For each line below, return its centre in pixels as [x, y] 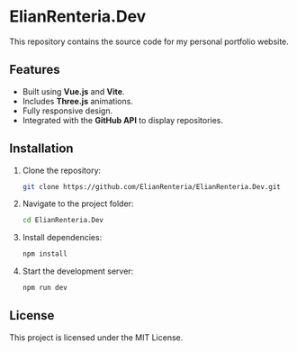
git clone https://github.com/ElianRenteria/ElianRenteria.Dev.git [151, 186]
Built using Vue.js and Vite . [73, 91]
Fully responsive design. [67, 111]
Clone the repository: [62, 170]
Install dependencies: [62, 238]
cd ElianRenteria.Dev [63, 221]
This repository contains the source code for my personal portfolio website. [149, 41]
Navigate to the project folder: [78, 203]
